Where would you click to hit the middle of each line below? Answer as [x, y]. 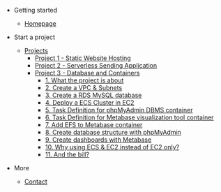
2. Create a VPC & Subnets [84, 88]
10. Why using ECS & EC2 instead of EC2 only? [112, 147]
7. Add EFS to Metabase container [94, 125]
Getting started [36, 10]
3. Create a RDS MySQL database [93, 95]
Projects [36, 51]
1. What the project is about [84, 80]
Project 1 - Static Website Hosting [83, 58]
